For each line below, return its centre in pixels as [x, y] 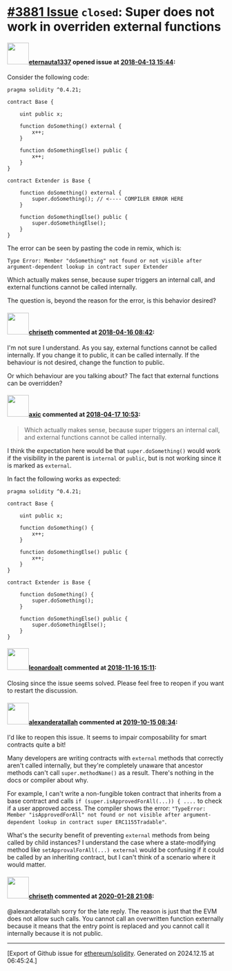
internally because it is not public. [55, 934]
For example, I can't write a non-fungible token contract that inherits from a [114, 794]
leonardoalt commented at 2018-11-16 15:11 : [93, 668]
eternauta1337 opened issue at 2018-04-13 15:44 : [102, 62]
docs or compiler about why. [48, 781]
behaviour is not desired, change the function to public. [86, 362]
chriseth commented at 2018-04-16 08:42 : [92, 332]
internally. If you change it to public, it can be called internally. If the [104, 355]
